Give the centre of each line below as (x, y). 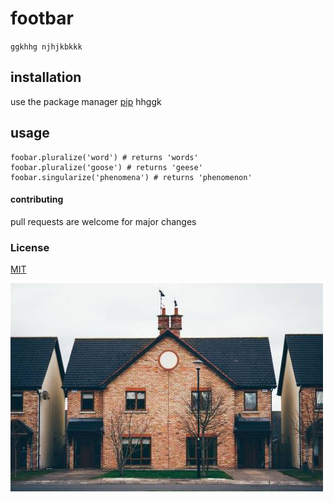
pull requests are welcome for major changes (103, 221)
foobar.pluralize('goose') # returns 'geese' (106, 167)
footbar (42, 18)
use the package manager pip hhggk (86, 101)
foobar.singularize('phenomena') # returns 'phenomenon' (131, 177)
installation (46, 77)
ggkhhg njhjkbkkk (46, 47)
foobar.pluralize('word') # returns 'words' (104, 157)
